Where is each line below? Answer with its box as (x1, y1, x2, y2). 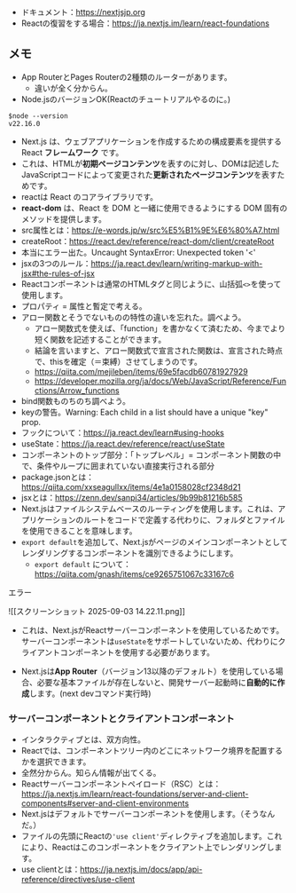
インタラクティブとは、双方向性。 (20, 734, 145, 745)
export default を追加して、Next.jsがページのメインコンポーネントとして (20, 536, 288, 547)
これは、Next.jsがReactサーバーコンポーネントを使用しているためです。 (20, 624, 284, 636)
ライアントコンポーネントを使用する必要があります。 (20, 646, 214, 658)
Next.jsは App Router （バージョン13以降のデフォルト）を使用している (20, 666, 276, 676)
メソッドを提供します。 (20, 213, 107, 224)
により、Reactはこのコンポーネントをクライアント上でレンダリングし (20, 842, 275, 853)
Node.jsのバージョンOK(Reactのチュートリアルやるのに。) (20, 93, 231, 104)
